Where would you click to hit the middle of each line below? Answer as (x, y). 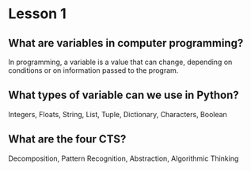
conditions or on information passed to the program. (93, 70)
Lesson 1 (38, 14)
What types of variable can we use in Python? (124, 95)
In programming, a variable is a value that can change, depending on (120, 62)
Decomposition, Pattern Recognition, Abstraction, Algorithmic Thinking (124, 158)
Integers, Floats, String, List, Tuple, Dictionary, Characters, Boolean (118, 114)
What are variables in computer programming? (126, 43)
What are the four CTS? (67, 139)
